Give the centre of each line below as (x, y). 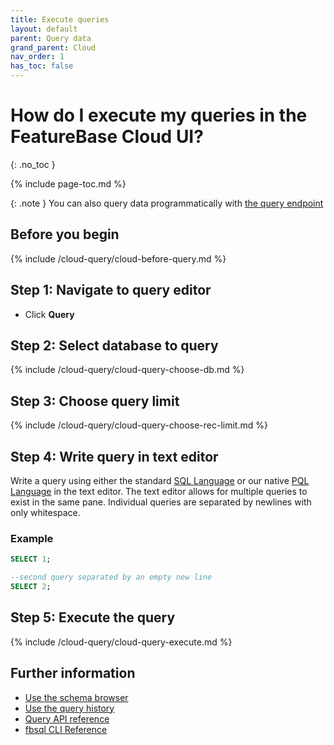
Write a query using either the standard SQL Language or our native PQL (160, 480)
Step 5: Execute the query (93, 617)
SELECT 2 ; (31, 587)
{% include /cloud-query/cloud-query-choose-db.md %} (127, 370)
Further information (73, 673)
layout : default (44, 29)
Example (32, 538)
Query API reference (67, 718)
